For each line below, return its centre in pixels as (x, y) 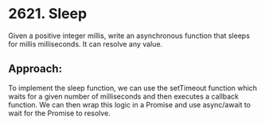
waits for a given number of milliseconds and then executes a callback (124, 96)
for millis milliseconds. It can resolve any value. (86, 43)
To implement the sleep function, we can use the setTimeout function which (132, 88)
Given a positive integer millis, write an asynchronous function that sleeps (129, 36)
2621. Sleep (48, 14)
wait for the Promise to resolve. (60, 113)
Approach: (35, 69)
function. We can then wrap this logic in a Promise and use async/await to (130, 104)
